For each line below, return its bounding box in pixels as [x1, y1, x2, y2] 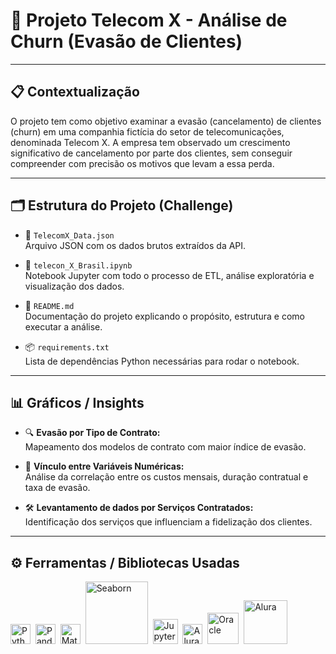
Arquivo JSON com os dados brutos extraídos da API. [24, 239, 247, 251]
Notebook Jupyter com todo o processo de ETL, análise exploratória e [24, 269, 315, 281]
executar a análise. [24, 320, 103, 333]
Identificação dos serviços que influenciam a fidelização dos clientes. [24, 516, 313, 528]
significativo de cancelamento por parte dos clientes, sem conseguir [10, 147, 293, 159]
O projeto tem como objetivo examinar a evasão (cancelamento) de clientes [10, 115, 322, 127]
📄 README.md [24, 299, 75, 311]
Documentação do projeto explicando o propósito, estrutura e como [24, 310, 306, 322]
